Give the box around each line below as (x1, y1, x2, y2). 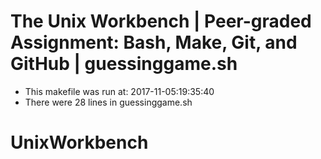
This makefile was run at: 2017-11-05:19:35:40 (24, 85, 215, 97)
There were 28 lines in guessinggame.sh (24, 96, 193, 108)
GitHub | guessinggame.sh (10, 53, 238, 75)
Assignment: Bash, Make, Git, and (10, 31, 298, 54)
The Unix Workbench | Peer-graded (10, 10, 312, 33)
